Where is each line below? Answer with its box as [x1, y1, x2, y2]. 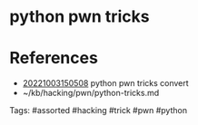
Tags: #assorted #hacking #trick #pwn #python [9, 105, 188, 116]
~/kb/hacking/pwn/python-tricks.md [22, 88, 160, 99]
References [9, 48, 98, 69]
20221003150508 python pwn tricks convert [22, 78, 189, 89]
